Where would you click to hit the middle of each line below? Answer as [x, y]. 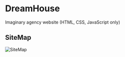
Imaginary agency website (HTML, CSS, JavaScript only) [63, 22]
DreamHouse [32, 9]
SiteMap [18, 38]
